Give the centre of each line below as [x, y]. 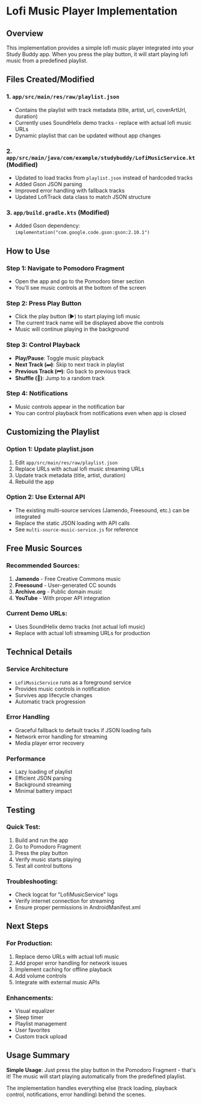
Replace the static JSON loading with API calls [72, 523]
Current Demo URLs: [37, 613]
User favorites [32, 1030]
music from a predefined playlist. [47, 61]
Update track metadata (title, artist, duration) [70, 475]
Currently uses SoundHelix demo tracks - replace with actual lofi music [103, 122]
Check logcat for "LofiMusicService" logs [66, 895]
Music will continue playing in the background [72, 329]
